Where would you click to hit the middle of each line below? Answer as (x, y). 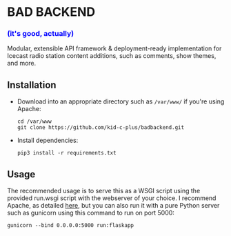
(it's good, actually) (41, 34)
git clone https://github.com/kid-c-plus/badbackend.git (101, 128)
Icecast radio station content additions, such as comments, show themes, (112, 56)
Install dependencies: (48, 140)
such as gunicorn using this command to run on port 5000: (91, 213)
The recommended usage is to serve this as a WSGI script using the (104, 191)
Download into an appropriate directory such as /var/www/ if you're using (121, 101)
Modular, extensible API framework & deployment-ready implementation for (114, 48)
